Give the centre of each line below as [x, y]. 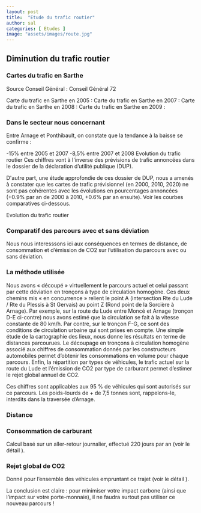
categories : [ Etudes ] [36, 29]
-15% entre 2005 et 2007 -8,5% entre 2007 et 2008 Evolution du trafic [94, 153]
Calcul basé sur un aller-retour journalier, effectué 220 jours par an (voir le [98, 444]
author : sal [21, 23]
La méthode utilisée [35, 272]
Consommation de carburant [49, 431]
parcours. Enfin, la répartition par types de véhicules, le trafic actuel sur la [98, 362]
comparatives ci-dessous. [38, 204]
